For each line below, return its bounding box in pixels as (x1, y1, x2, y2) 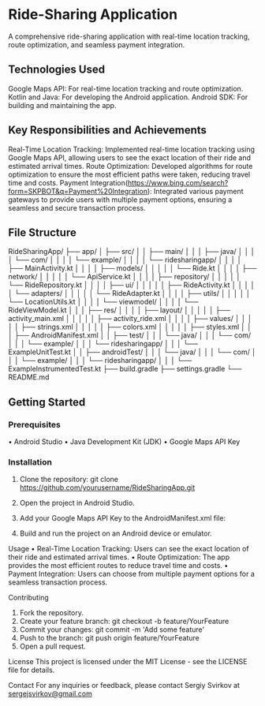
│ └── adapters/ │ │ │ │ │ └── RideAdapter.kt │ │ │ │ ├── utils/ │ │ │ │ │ (8, 289, 251, 298)
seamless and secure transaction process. (8, 203, 146, 212)
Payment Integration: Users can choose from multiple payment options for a (8, 570, 255, 579)
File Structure (8, 226, 77, 239)
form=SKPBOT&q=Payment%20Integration (8, 186, 148, 196)
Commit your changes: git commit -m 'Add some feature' (19, 625, 205, 634)
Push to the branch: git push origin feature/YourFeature (19, 633, 200, 643)
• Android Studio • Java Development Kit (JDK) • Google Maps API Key (8, 437, 241, 446)
